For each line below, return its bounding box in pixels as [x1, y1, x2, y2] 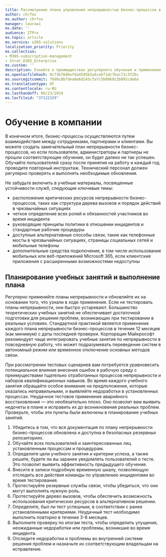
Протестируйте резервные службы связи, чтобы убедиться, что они [12, 483, 158, 488]
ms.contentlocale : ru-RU [5, 86, 57, 91]
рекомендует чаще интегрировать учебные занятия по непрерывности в [5, 336, 161, 342]
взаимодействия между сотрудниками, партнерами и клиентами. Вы [5, 139, 153, 144]
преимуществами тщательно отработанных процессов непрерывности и [5, 372, 162, 378]
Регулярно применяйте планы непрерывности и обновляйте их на [5, 294, 146, 299]
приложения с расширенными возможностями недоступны [12, 259, 140, 265]
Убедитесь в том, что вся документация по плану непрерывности [12, 424, 153, 430]
